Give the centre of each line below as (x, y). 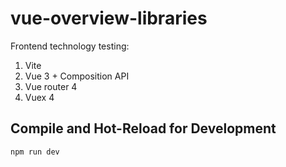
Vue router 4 (51, 86)
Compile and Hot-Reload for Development (143, 128)
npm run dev (35, 152)
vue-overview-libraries (109, 18)
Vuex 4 (39, 97)
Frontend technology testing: (70, 46)
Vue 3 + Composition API (77, 76)
